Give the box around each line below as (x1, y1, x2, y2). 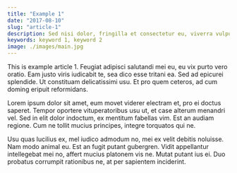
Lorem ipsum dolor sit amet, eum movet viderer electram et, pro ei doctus (7, 99, 221, 107)
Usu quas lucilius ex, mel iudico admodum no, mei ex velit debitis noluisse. (7, 135, 224, 143)
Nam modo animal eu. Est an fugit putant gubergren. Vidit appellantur (7, 143, 209, 150)
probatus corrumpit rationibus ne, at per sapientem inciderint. (7, 157, 186, 166)
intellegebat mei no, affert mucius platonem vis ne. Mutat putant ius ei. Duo (7, 150, 226, 158)
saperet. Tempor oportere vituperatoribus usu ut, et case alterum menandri (7, 107, 226, 114)
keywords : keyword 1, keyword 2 (7, 37, 102, 44)
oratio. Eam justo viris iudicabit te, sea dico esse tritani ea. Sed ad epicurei (7, 70, 224, 78)
